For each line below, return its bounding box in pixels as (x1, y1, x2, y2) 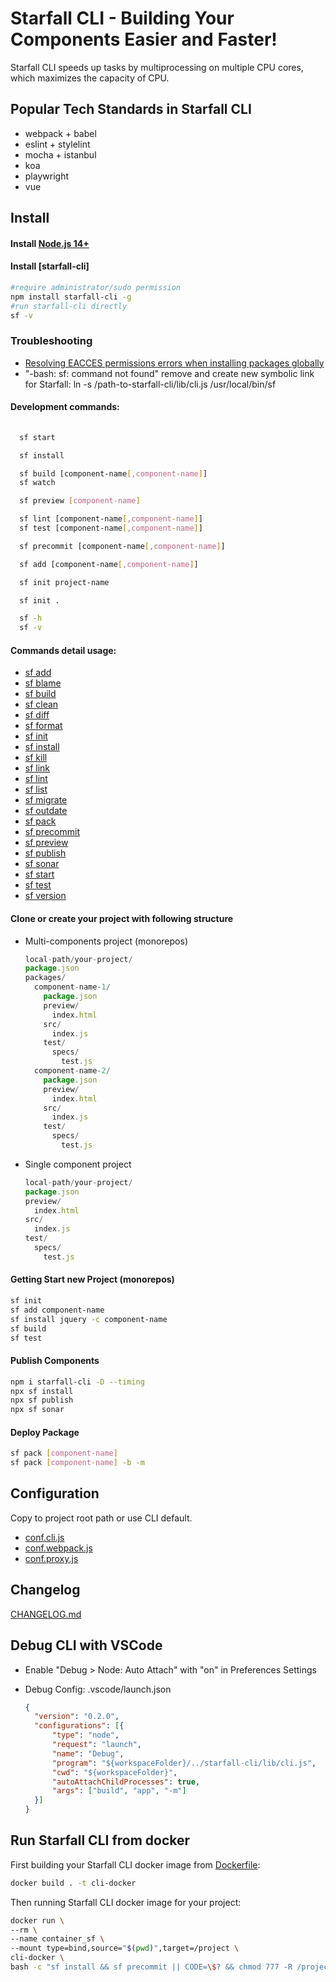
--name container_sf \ (10, 1934, 105, 1944)
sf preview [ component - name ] (19, 496, 141, 506)
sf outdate (24, 805, 68, 817)
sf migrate (24, 794, 68, 806)
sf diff (24, 709, 50, 721)
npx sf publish (10, 1395, 74, 1406)
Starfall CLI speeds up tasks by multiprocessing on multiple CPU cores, (10, 61, 304, 73)
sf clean (24, 698, 59, 711)
